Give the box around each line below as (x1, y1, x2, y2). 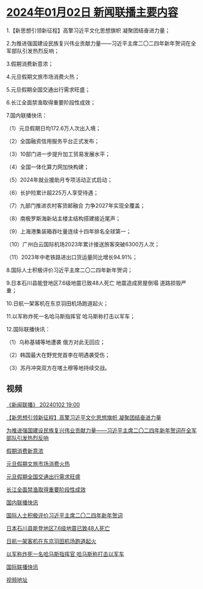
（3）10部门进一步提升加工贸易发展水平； (6, 150, 111, 158)
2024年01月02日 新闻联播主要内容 (6, 5, 178, 19)
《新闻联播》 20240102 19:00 (6, 401, 80, 408)
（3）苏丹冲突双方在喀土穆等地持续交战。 (6, 364, 111, 371)
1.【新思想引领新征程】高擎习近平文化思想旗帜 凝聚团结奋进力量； (6, 27, 170, 34)
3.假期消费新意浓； (6, 60, 54, 67)
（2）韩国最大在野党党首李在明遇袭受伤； (6, 351, 111, 358)
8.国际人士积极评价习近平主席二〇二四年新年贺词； (6, 266, 133, 274)
